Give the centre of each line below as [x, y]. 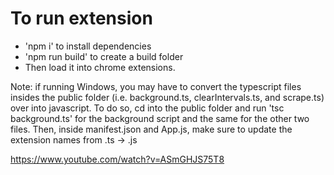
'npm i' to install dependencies [88, 46]
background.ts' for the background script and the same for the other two [160, 118]
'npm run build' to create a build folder [104, 56]
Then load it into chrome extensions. [100, 67]
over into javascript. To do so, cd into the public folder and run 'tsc [147, 108]
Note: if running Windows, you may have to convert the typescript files [156, 86]
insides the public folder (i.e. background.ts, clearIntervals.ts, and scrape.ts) [167, 97]
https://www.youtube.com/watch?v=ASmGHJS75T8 [117, 159]
